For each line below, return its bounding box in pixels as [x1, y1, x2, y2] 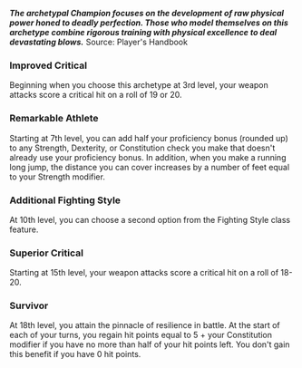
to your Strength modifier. [9, 171, 106, 182]
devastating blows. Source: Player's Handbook [9, 36, 189, 47]
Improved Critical [9, 59, 88, 72]
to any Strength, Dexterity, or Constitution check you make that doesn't [9, 142, 276, 153]
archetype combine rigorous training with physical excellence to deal [9, 27, 278, 37]
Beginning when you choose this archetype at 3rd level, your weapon [9, 80, 269, 91]
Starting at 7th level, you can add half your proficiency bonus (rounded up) [9, 132, 288, 143]
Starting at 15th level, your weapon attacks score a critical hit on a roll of [9, 267, 279, 278]
